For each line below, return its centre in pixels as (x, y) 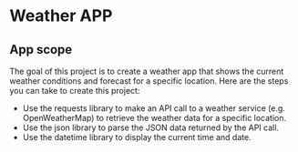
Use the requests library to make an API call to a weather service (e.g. (154, 108)
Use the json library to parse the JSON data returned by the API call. (151, 127)
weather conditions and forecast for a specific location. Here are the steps (149, 81)
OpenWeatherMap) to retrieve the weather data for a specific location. (154, 118)
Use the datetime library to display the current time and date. (137, 137)
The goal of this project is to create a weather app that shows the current (147, 71)
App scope (41, 50)
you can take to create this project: (75, 91)
